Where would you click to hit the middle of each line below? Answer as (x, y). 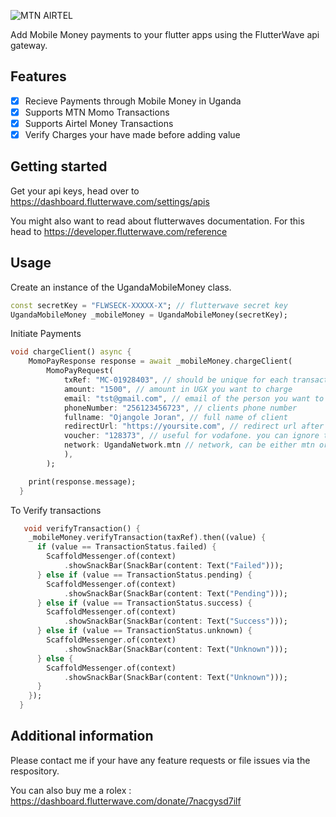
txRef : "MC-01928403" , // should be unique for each (175, 380)
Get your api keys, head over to (75, 191)
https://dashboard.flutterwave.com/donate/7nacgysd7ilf (126, 801)
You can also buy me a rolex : (71, 790)
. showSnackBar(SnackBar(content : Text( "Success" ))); (175, 621)
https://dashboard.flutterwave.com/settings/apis (110, 201)
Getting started (59, 166)
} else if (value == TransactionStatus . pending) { (144, 575)
